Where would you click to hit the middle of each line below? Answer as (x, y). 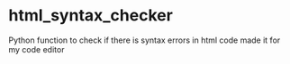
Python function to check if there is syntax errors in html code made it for (145, 40)
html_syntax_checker (91, 16)
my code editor (36, 49)
